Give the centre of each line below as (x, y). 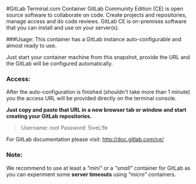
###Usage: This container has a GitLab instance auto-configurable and (94, 39)
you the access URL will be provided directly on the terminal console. (91, 99)
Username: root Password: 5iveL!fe (64, 128)
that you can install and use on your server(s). (63, 27)
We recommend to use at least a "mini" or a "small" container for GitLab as (98, 168)
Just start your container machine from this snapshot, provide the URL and (98, 57)
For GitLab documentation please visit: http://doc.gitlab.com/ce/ (85, 139)
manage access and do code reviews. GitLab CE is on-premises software (97, 21)
